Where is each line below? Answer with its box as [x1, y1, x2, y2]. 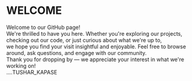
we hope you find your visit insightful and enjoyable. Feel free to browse [6, 43, 187, 50]
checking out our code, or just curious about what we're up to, [6, 36, 162, 44]
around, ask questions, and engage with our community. [6, 49, 147, 56]
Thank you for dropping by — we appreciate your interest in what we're [6, 56, 185, 63]
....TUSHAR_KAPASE [6, 68, 58, 76]
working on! [6, 62, 36, 70]
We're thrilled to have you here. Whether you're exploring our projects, [6, 30, 183, 37]
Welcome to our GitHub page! [6, 24, 81, 31]
